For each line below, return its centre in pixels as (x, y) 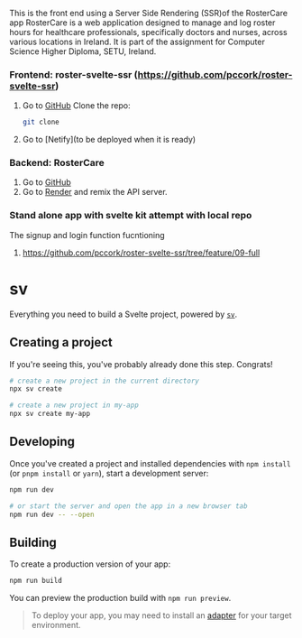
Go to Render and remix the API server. (95, 192)
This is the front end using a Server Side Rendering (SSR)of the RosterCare (149, 13)
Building (33, 542)
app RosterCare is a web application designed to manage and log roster (142, 23)
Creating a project (61, 342)
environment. (56, 625)
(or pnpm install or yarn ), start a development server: (109, 473)
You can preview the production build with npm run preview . (120, 598)
